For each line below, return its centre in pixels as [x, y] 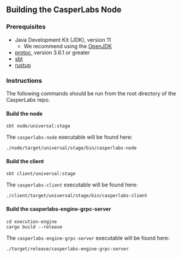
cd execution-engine [32, 222]
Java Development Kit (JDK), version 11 [63, 40]
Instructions [24, 80]
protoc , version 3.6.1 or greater [52, 52]
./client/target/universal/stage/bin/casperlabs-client [77, 196]
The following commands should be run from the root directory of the [91, 93]
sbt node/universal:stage [38, 126]
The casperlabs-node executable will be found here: [69, 137]
